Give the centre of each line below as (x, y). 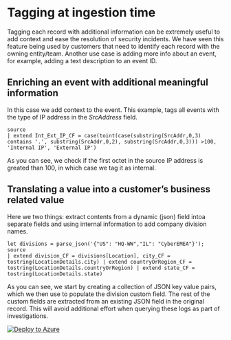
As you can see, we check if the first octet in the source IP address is (105, 160)
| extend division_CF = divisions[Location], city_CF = (89, 256)
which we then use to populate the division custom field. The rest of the (109, 294)
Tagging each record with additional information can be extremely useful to (114, 32)
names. (18, 231)
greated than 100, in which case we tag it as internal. (81, 168)
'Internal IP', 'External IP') (52, 148)
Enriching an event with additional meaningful (108, 83)
